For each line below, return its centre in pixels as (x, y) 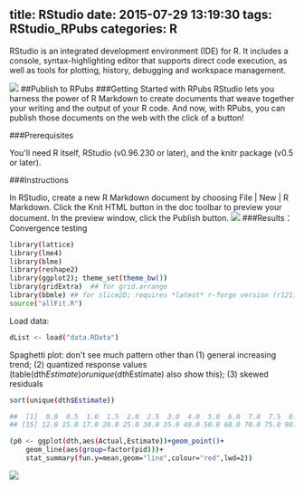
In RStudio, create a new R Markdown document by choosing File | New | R (149, 197)
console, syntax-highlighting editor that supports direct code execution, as (148, 60)
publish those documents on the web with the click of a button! (127, 118)
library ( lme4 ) (36, 253)
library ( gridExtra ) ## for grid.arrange (89, 287)
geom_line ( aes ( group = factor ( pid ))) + (95, 450)
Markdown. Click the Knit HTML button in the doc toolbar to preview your (146, 206)
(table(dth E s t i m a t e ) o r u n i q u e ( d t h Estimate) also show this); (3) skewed (139, 374)
